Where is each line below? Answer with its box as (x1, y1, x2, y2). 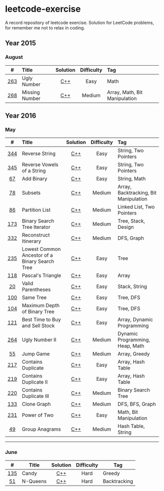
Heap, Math (118, 343, 144, 349)
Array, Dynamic (118, 316, 153, 323)
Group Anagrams (21, 426, 61, 433)
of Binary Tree (21, 308, 55, 315)
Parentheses (21, 286, 51, 293)
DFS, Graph (118, 235, 144, 242)
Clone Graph (21, 401, 51, 408)
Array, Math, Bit (107, 89, 143, 96)
